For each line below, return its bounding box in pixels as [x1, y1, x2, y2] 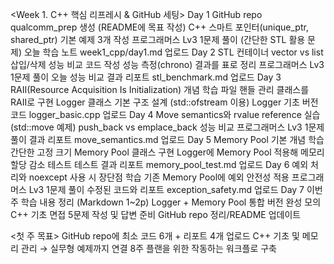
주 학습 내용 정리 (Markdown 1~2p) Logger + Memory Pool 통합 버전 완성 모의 [10, 196, 322, 208]
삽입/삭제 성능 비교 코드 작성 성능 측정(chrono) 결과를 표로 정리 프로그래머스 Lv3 [10, 59, 325, 70]
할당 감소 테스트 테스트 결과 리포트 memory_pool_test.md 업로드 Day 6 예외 [10, 159, 309, 170]
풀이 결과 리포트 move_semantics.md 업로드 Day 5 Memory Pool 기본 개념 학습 [10, 134, 325, 145]
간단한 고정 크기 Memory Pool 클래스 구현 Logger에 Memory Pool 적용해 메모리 [10, 146, 325, 158]
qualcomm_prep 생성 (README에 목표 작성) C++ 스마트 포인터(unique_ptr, [10, 21, 309, 33]
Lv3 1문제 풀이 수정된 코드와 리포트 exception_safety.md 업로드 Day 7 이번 [28, 184, 323, 195]
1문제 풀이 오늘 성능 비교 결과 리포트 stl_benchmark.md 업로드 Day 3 [10, 71, 282, 83]
